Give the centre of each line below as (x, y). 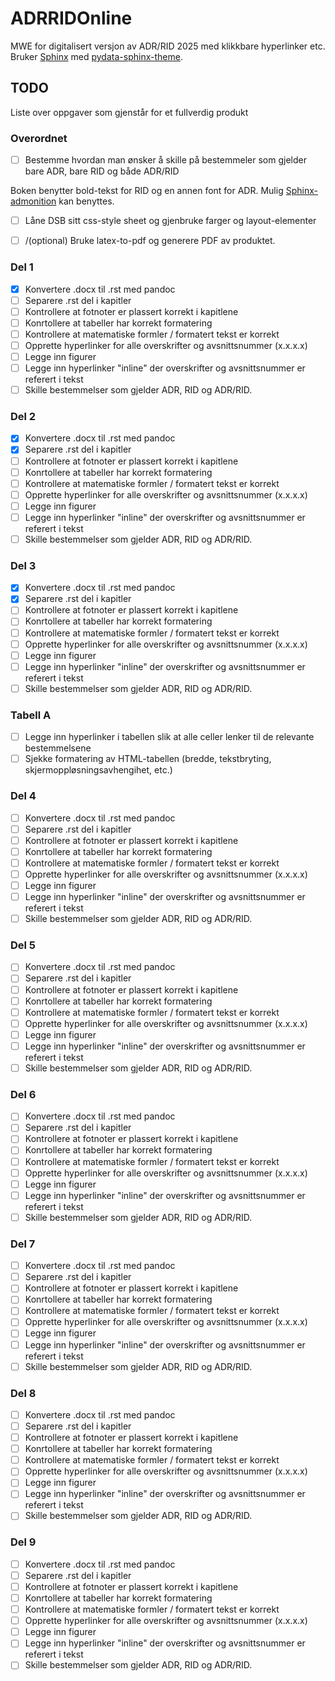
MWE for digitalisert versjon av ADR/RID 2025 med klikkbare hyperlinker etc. (168, 46)
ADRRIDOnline (71, 18)
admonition (33, 201)
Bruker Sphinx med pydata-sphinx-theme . (96, 56)
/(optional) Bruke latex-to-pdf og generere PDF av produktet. (150, 241)
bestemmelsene (58, 748)
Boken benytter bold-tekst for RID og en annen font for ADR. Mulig (147, 191)
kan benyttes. (86, 201)
